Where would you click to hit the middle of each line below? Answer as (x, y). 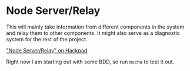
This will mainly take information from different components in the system (95, 27)
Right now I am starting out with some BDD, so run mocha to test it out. (90, 62)
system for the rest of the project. (47, 39)
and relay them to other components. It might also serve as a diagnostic (93, 33)
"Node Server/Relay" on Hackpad (47, 50)
